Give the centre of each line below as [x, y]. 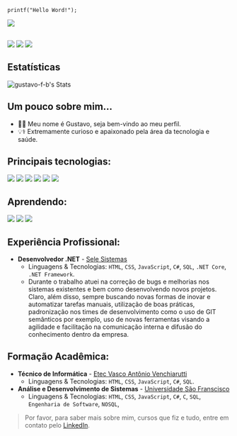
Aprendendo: [37, 202]
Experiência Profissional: [64, 242]
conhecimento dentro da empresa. [79, 335]
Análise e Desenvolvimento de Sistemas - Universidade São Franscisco [123, 389]
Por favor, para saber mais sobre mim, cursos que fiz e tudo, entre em [127, 418]
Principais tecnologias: [59, 162]
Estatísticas [34, 67]
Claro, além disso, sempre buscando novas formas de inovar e [119, 297]
